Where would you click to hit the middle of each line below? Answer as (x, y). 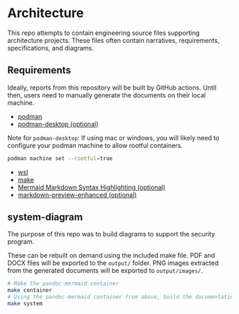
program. (21, 242)
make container (30, 291)
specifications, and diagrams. (51, 48)
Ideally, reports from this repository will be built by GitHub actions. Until (112, 88)
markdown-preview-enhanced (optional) (77, 194)
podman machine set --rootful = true (60, 158)
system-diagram (45, 218)
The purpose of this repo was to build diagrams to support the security (111, 234)
